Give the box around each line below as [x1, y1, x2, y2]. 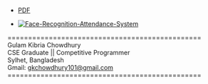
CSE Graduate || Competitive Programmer [7, 49, 130, 56]
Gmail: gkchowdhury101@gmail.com [7, 64, 114, 71]
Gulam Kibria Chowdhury [7, 41, 81, 49]
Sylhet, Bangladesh [7, 56, 64, 64]
